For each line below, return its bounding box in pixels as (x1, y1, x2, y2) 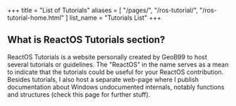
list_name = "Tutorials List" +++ (69, 13, 162, 22)
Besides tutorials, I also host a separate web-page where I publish (7, 75, 199, 83)
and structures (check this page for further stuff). (7, 90, 151, 98)
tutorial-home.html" (7, 13, 65, 22)
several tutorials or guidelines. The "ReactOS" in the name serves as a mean (7, 60, 229, 69)
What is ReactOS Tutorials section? (7, 34, 166, 46)
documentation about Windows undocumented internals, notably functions (7, 83, 225, 91)
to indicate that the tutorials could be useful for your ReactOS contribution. (7, 67, 224, 76)
